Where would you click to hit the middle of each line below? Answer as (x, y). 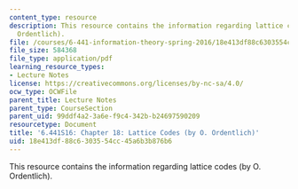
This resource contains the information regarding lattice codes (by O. (135, 166)
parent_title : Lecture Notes (63, 100)
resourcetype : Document (53, 125)
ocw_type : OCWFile (43, 91)
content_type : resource (53, 17)
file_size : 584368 (43, 51)
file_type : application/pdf (61, 59)
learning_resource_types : (57, 67)
